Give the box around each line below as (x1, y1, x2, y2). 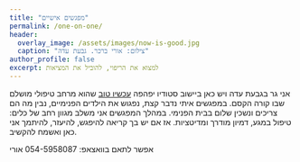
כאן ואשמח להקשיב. (9, 126, 78, 137)
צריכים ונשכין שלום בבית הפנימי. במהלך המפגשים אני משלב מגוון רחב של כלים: (9, 107, 278, 118)
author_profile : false (9, 55, 95, 64)
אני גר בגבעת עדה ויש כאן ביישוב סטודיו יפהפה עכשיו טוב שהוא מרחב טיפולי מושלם (9, 87, 291, 99)
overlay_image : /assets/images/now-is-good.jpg (17, 38, 201, 48)
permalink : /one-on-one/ (9, 22, 103, 31)
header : (9, 30, 39, 39)
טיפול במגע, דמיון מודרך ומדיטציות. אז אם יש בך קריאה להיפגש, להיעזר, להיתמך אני (9, 116, 292, 127)
